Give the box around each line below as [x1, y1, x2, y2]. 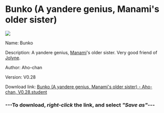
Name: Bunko [5, 40, 34, 46]
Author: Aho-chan [5, 64, 43, 70]
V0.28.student [18, 89, 48, 95]
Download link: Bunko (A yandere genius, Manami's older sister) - [5, 84, 141, 90]
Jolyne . [5, 55, 21, 61]
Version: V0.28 [5, 74, 36, 80]
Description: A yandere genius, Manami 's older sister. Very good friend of [5, 49, 157, 55]
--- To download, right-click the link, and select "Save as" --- [5, 101, 155, 108]
